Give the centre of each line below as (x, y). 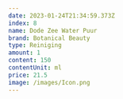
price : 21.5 (28, 75)
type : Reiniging (35, 46)
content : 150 (30, 61)
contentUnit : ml (35, 68)
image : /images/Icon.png (49, 82)
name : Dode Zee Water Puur (53, 30)
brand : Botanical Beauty (49, 38)
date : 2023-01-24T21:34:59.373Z (61, 16)
